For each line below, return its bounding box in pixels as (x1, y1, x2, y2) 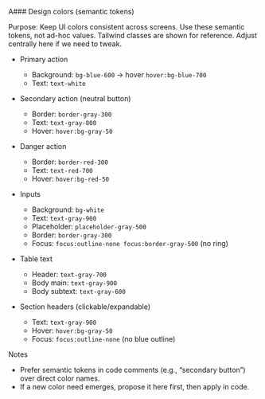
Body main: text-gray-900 (31, 278, 118, 288)
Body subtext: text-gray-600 (31, 287, 126, 295)
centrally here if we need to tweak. (8, 39, 122, 49)
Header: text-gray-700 (31, 270, 107, 279)
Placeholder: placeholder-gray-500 (31, 222, 147, 231)
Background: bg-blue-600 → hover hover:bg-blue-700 (31, 70, 207, 79)
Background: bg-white (31, 205, 105, 214)
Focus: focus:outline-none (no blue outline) (31, 334, 176, 343)
